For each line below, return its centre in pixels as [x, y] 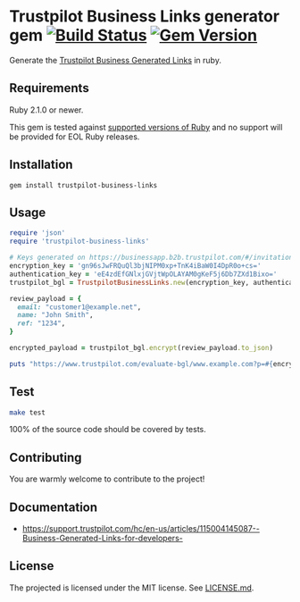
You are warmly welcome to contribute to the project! [107, 479]
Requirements [49, 88]
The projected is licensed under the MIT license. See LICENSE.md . [132, 588]
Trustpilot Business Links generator [144, 17]
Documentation [54, 507]
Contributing [46, 457]
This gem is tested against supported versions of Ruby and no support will [146, 127]
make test [28, 413]
